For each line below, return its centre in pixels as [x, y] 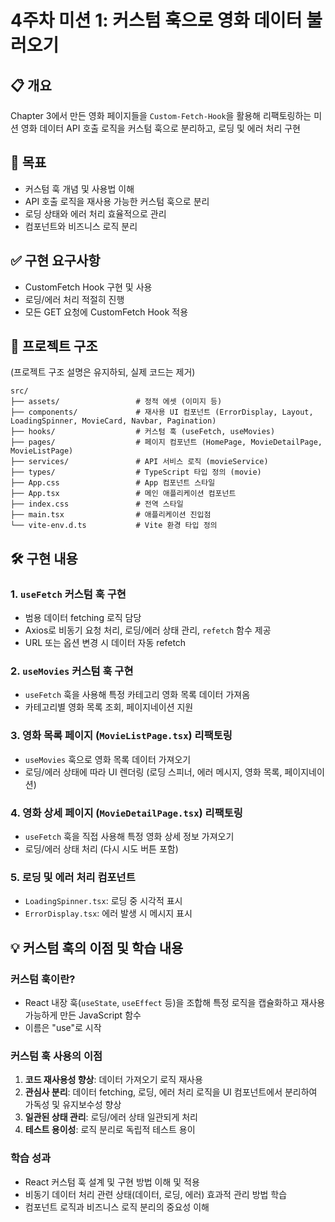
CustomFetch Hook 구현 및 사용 [88, 287]
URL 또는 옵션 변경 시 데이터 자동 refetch [105, 643]
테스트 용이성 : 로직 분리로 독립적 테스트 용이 [110, 1130]
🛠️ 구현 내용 [44, 558]
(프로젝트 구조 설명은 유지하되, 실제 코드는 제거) [103, 372]
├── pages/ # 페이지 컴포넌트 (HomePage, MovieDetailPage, [166, 442]
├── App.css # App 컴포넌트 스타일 [113, 483]
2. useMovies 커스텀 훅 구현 [72, 671]
